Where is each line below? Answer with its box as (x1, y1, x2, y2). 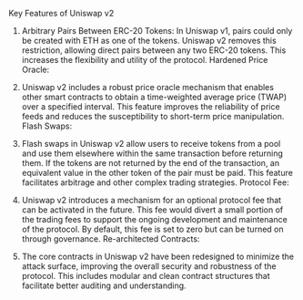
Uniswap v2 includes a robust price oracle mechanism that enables (21, 82, 275, 92)
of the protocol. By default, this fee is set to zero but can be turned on (21, 223, 284, 234)
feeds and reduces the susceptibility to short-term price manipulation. (21, 111, 285, 121)
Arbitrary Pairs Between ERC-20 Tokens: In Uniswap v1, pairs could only (21, 26, 293, 36)
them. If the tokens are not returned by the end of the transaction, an (21, 158, 279, 168)
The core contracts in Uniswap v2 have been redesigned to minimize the (21, 251, 295, 262)
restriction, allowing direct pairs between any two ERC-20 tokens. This (21, 45, 287, 56)
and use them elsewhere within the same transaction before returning (21, 148, 284, 159)
